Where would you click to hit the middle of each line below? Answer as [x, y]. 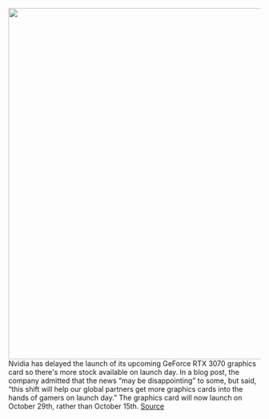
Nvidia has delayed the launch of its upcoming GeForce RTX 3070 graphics [132, 364]
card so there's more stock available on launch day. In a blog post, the [124, 372]
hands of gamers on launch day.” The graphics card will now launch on [125, 398]
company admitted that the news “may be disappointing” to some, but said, [132, 380]
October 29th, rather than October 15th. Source [86, 406]
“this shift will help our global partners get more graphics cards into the [126, 389]
